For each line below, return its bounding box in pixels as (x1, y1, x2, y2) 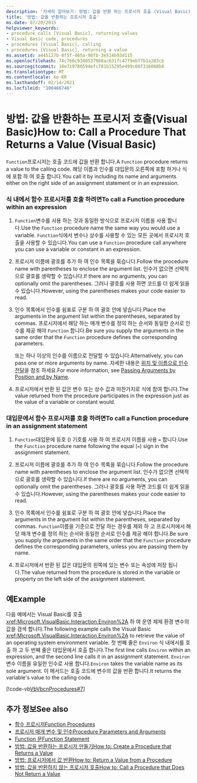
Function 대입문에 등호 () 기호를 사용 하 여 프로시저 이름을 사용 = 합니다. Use (14, 436, 188, 443)
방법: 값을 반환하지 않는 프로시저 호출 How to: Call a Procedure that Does (14, 764, 185, 771)
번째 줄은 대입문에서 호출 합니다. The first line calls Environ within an (31, 646, 191, 653)
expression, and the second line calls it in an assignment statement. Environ (6, 653, 190, 660)
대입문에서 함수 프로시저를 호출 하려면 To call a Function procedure (6, 414, 189, 423)
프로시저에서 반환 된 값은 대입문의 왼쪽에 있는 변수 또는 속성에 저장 (14, 562, 167, 569)
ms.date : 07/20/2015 (6, 19, 57, 25)
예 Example (6, 594, 46, 604)
